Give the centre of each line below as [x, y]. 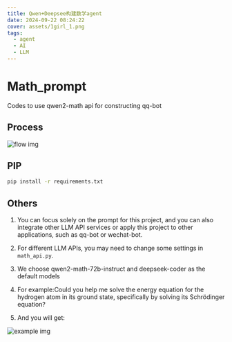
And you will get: [41, 318]
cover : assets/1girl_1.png [46, 26]
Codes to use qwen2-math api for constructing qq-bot [85, 105]
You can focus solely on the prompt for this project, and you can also [115, 220]
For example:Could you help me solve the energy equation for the [110, 290]
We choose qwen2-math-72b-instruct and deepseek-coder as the [111, 269]
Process [25, 128]
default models [38, 276]
